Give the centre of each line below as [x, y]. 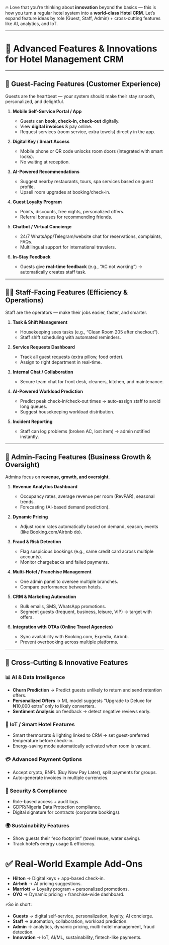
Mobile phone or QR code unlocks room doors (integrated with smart [91, 151]
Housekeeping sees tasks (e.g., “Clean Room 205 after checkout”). [90, 332]
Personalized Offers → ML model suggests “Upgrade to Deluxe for [82, 701]
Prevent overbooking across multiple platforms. [69, 642]
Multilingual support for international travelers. [68, 247]
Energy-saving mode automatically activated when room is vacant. [81, 746]
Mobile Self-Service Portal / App [47, 111]
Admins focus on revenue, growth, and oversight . [57, 477]
